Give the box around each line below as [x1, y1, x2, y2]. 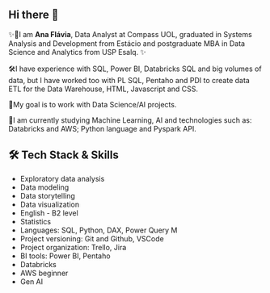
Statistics [19, 216, 52, 226]
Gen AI [19, 276, 44, 287]
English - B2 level [19, 207, 78, 218]
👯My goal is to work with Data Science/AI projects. [8, 99, 177, 109]
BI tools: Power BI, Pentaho [19, 251, 111, 261]
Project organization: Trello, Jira [19, 242, 127, 252]
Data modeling [19, 182, 70, 192]
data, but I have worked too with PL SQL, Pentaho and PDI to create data [8, 75, 251, 85]
